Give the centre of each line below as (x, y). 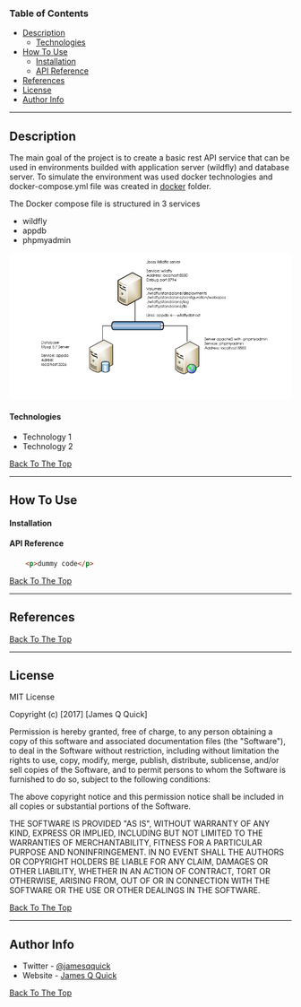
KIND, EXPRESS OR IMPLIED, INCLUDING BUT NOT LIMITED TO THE (136, 833)
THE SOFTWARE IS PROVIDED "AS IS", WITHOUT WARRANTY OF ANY (140, 824)
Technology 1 (47, 437)
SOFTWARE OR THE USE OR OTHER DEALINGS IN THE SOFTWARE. (135, 890)
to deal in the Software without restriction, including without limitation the (144, 751)
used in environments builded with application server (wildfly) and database (149, 168)
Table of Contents (49, 13)
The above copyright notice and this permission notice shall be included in (146, 797)
